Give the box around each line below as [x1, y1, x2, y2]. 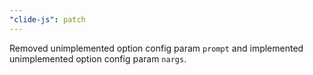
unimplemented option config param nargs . [9, 52, 187, 65]
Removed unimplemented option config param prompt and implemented [9, 42, 304, 54]
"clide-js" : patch [9, 14, 86, 25]
